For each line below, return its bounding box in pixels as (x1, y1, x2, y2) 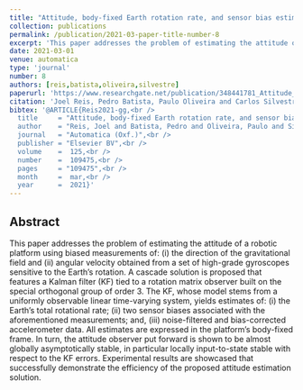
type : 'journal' (9, 64, 70, 73)
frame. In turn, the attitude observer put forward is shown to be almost (9, 333, 271, 344)
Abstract (9, 213, 60, 230)
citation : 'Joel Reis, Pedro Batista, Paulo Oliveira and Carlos (9, 96, 260, 106)
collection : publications (9, 22, 106, 31)
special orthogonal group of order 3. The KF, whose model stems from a (9, 286, 278, 296)
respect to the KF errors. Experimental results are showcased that (9, 352, 254, 363)
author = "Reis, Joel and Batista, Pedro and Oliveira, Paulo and (17, 122, 284, 132)
